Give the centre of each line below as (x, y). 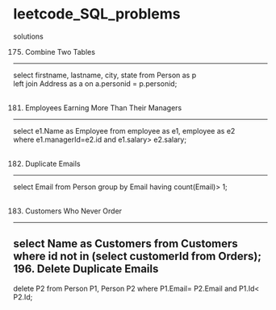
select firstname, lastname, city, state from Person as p (105, 75)
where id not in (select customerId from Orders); (137, 256)
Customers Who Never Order (73, 211)
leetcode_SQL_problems (97, 14)
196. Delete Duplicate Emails (86, 269)
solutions (28, 36)
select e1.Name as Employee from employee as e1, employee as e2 (124, 130)
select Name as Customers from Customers (126, 244)
